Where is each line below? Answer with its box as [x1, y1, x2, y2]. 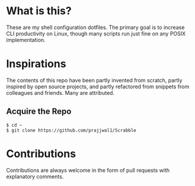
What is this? [6, 4, 72, 18]
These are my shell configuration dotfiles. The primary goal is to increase [6, 24, 185, 31]
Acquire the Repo [6, 107, 72, 117]
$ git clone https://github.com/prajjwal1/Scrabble [6, 127, 136, 133]
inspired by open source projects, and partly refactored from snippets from [6, 83, 190, 90]
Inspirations [6, 57, 66, 70]
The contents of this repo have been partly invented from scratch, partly [6, 76, 183, 84]
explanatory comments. [6, 173, 64, 180]
